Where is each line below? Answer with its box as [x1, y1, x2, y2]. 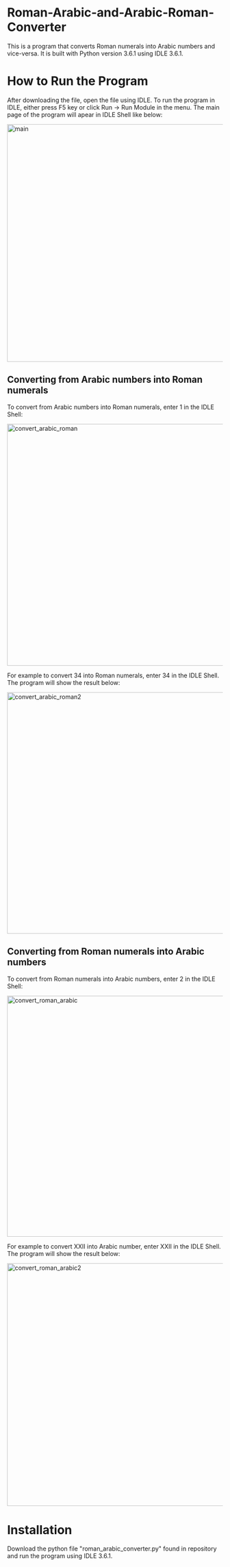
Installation [7, 1522, 73, 1538]
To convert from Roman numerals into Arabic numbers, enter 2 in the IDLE [7, 975, 216, 983]
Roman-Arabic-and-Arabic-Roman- [7, 5, 214, 21]
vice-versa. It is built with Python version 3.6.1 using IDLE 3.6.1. [7, 49, 183, 58]
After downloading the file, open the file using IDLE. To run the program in [7, 96, 216, 104]
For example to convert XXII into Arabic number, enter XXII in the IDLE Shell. [7, 1242, 221, 1251]
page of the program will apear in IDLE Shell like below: [7, 110, 163, 118]
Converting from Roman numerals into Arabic [7, 946, 205, 957]
